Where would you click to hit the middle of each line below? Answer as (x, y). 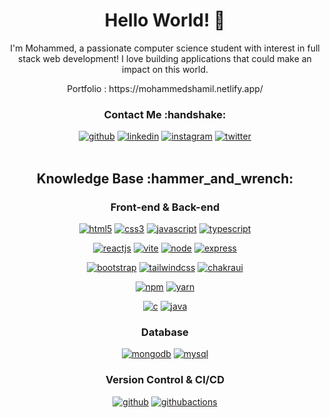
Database (165, 332)
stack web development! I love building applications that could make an (165, 58)
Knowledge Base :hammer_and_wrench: (165, 178)
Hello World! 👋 (165, 20)
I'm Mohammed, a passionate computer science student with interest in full (165, 48)
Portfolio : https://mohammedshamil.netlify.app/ (165, 88)
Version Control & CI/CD (165, 380)
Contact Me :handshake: (165, 114)
